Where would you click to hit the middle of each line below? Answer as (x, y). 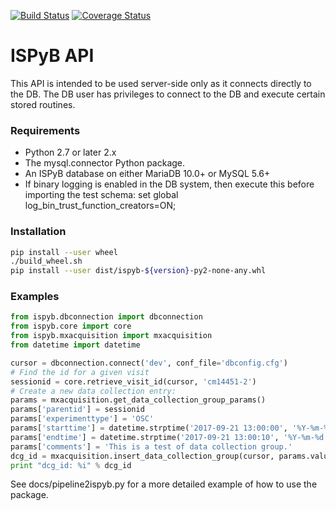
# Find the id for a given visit (80, 372)
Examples (35, 297)
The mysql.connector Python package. (105, 163)
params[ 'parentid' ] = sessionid (77, 410)
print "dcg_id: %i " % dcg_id (71, 465)
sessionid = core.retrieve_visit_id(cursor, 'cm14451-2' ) (133, 381)
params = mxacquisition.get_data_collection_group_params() (138, 400)
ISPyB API (52, 56)
